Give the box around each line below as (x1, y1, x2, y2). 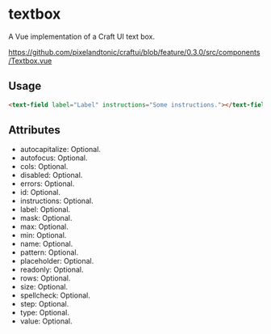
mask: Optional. (19, 214, 73, 223)
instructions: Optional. (19, 196, 94, 206)
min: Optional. (19, 230, 67, 240)
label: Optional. (19, 205, 71, 214)
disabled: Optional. (19, 171, 83, 180)
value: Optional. (19, 316, 73, 326)
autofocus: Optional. (19, 153, 88, 163)
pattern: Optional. (19, 247, 79, 257)
